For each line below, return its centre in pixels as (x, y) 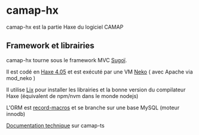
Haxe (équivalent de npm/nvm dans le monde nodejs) (73, 96)
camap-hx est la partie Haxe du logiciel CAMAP (65, 27)
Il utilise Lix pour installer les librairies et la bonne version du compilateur (96, 90)
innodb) (16, 113)
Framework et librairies (50, 46)
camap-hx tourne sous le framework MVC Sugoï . (67, 60)
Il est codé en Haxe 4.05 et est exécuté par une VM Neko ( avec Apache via (99, 72)
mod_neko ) (21, 78)
